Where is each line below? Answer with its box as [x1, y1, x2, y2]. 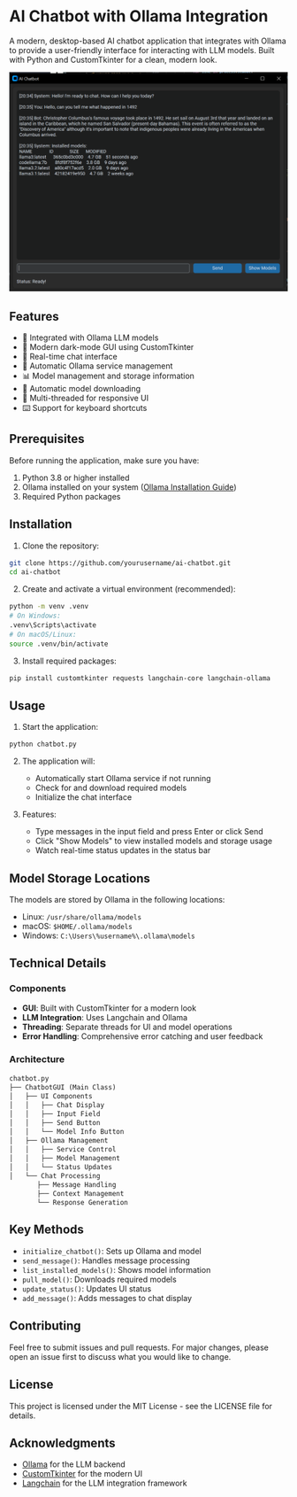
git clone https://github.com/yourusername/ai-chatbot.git [9, 558, 232, 568]
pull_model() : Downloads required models [21, 1274, 177, 1284]
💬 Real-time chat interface [21, 351, 118, 361]
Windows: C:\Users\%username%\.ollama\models [21, 930, 196, 941]
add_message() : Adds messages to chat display [21, 1292, 193, 1303]
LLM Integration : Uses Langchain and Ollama [21, 1012, 188, 1022]
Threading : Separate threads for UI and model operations [21, 1021, 232, 1032]
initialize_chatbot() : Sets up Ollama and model [21, 1245, 202, 1256]
